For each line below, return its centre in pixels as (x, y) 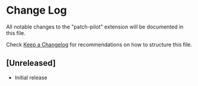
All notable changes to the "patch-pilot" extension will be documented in (95, 27)
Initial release (31, 77)
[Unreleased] (31, 63)
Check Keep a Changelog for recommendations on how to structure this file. (99, 44)
